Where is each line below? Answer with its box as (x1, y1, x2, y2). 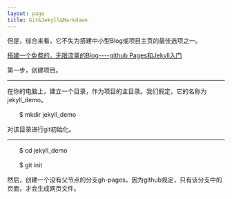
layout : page (7, 10, 45, 17)
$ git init (19, 160, 43, 169)
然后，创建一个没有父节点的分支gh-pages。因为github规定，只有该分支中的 (7, 176, 222, 184)
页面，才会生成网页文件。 (7, 184, 80, 192)
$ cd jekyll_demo (19, 146, 68, 154)
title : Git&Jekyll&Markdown (7, 17, 88, 23)
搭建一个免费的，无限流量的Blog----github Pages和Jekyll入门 (7, 51, 182, 59)
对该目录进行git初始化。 (7, 125, 75, 133)
